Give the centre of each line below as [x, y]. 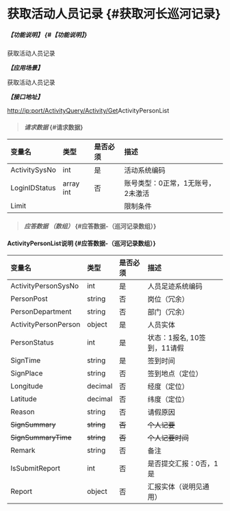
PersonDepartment [41, 312]
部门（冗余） [168, 312]
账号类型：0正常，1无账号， [170, 184]
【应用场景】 [25, 68]
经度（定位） [168, 386]
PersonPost [29, 299]
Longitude [27, 386]
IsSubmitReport [35, 469]
